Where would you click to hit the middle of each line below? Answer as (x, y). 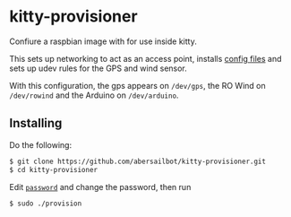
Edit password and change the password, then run (100, 187)
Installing (36, 123)
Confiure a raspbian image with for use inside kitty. (103, 41)
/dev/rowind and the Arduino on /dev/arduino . (94, 95)
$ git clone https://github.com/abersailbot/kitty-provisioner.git (138, 161)
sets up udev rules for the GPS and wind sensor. (98, 68)
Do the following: (41, 144)
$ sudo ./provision (46, 204)
